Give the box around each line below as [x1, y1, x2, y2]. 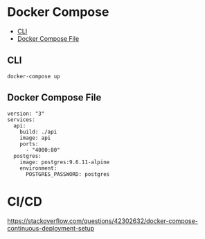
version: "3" [7, 110, 45, 117]
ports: [19, 140, 39, 148]
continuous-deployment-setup [7, 224, 95, 232]
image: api [19, 134, 51, 141]
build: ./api [19, 128, 57, 135]
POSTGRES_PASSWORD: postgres [25, 170, 110, 177]
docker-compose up [7, 73, 60, 80]
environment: [19, 164, 57, 172]
